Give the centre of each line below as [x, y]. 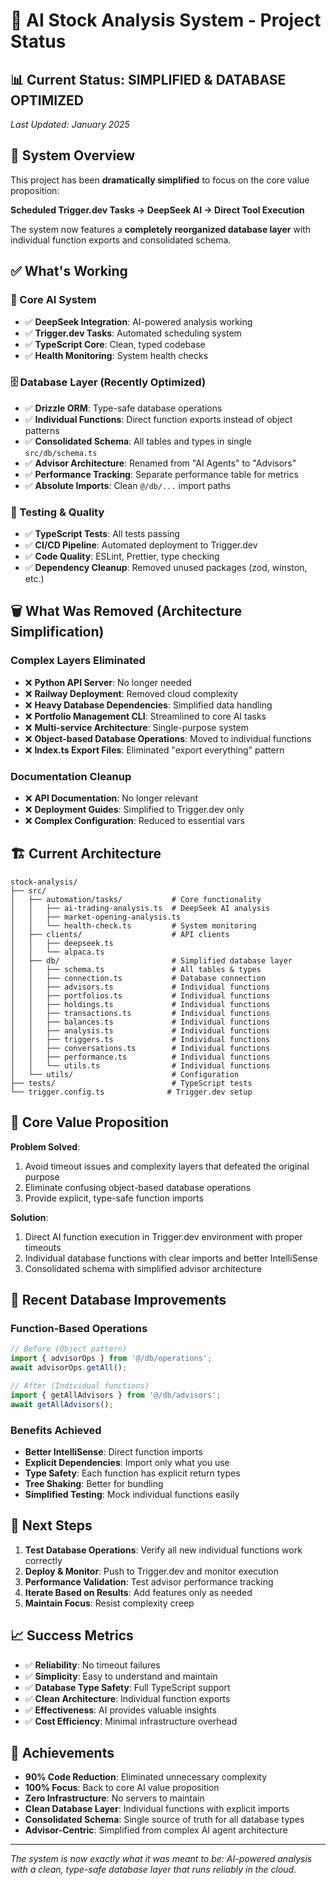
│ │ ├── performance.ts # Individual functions [140, 1057]
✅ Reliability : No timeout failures [92, 1665]
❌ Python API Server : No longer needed [108, 682]
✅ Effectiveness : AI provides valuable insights [120, 1710]
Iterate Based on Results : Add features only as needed [138, 1592]
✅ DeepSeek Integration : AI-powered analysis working [138, 321]
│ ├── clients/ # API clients [120, 934]
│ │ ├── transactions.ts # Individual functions [140, 1013]
